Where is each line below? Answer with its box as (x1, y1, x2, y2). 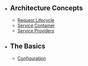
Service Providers (17, 27, 54, 34)
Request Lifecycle (17, 17, 54, 23)
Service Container (17, 22, 55, 28)
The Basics (9, 42, 46, 51)
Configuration (17, 55, 46, 61)
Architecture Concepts (9, 4, 83, 12)
